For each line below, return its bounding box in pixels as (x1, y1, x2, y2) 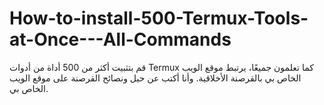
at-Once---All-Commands (9, 28, 232, 51)
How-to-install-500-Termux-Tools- (9, 7, 309, 30)
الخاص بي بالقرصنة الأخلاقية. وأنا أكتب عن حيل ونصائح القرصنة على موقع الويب (9, 72, 302, 84)
